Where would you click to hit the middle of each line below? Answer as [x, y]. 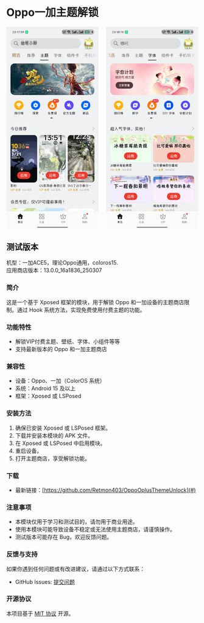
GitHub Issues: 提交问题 [45, 582]
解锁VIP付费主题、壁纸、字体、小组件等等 [68, 341]
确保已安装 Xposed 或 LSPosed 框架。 [63, 428]
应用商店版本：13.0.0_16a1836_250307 [54, 270]
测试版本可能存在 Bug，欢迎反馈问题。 [64, 537]
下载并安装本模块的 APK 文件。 [54, 435]
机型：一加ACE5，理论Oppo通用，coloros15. [62, 263]
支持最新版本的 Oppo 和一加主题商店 [61, 349]
